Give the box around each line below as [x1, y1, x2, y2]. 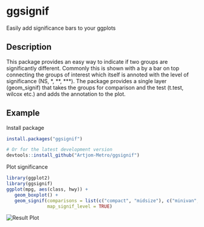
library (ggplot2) [6, 175, 50, 181]
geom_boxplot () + [14, 192, 59, 198]
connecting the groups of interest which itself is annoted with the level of [6, 71, 189, 78]
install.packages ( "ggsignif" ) [6, 135, 83, 142]
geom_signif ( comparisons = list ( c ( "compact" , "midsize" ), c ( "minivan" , [14, 197, 200, 204]
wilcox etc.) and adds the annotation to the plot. [6, 90, 126, 98]
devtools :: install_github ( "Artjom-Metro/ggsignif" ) [6, 152, 140, 158]
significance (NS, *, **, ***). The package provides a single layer [6, 77, 167, 84]
